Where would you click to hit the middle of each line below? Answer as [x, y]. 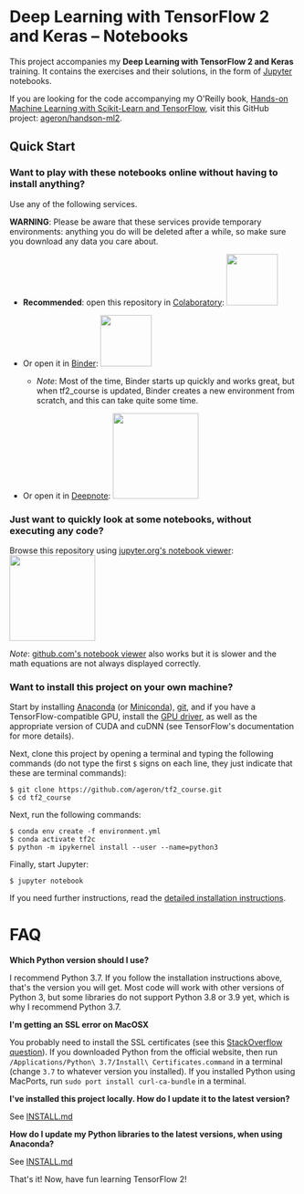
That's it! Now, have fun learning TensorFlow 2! [98, 1179]
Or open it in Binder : [60, 363]
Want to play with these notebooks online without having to [144, 173]
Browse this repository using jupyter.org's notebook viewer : [122, 550]
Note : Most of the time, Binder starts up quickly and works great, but [165, 381]
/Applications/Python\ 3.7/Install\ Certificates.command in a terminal [146, 1062]
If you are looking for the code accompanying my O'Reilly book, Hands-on [149, 99]
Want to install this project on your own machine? [121, 686]
